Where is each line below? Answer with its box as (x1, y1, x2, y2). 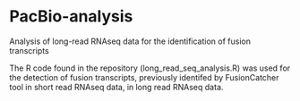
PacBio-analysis (9, 6, 133, 27)
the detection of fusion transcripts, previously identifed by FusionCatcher (9, 72, 279, 82)
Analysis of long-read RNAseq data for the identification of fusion (9, 36, 251, 46)
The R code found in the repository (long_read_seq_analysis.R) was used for (9, 63, 291, 73)
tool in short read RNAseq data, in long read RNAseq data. (9, 81, 224, 92)
